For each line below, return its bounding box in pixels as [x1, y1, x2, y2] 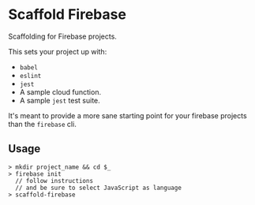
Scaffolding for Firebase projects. [8, 32, 117, 41]
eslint [19, 72, 42, 80]
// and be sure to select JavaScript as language [15, 184, 182, 192]
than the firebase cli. [8, 119, 77, 129]
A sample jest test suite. [19, 95, 100, 105]
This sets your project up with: [8, 47, 107, 56]
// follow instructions [15, 177, 93, 184]
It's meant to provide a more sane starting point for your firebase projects [8, 110, 247, 120]
